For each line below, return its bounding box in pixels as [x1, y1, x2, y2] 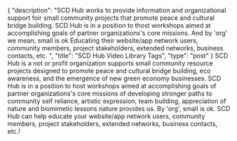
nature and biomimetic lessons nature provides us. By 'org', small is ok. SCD [7, 105, 231, 113]
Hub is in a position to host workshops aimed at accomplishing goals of [7, 82, 217, 90]
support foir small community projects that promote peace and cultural [7, 14, 215, 22]
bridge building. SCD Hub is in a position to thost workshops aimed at [7, 21, 211, 29]
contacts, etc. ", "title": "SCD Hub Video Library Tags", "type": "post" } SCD [7, 51, 228, 60]
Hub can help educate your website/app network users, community [7, 112, 206, 120]
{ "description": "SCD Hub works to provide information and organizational [7, 6, 226, 14]
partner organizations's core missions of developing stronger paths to [7, 89, 212, 98]
